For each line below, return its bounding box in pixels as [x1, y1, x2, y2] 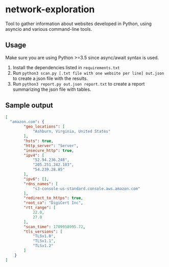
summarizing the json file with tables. [12, 86, 91, 92]
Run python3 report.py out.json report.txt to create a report [12, 80, 145, 87]
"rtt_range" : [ [23, 205, 56, 211]
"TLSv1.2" [32, 243, 54, 249]
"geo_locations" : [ [23, 124, 65, 129]
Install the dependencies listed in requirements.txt [12, 64, 120, 70]
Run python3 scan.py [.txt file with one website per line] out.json [12, 70, 164, 76]
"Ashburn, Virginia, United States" [32, 129, 111, 134]
